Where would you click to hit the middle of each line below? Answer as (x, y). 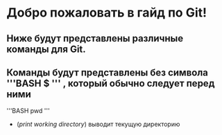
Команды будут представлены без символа (108, 72)
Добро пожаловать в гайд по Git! (107, 13)
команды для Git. (46, 49)
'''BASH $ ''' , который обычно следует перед (111, 83)
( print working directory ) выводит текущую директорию (98, 124)
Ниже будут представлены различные (95, 38)
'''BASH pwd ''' (28, 111)
